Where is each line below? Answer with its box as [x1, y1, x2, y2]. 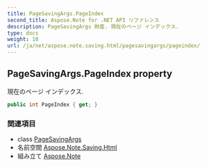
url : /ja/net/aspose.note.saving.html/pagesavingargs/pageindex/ [7, 42, 200, 49]
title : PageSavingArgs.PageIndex [7, 10, 104, 17]
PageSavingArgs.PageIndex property [7, 68, 172, 80]
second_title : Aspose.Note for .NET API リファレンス [7, 17, 160, 24]
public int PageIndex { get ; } [7, 101, 98, 108]
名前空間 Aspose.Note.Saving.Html [17, 143, 117, 151]
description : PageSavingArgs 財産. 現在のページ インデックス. [7, 23, 179, 30]
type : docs [7, 29, 39, 37]
